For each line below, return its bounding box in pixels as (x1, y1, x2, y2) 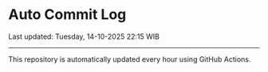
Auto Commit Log (8, 6, 127, 24)
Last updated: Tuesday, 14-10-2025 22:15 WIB (8, 32, 160, 41)
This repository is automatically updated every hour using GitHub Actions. (8, 54, 251, 64)
